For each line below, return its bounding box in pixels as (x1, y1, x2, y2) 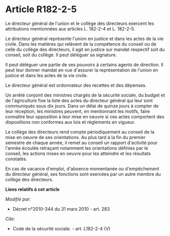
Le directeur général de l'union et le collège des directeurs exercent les (5, 20, 154, 26)
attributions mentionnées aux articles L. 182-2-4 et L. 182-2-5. (5, 25, 135, 31)
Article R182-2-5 (5, 4, 77, 15)
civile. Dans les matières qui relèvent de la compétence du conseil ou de (5, 41, 156, 47)
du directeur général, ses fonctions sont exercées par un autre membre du (5, 171, 161, 177)
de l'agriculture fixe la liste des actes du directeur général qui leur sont (5, 97, 153, 104)
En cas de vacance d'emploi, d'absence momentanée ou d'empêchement (5, 165, 159, 172)
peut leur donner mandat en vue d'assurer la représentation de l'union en (5, 67, 158, 73)
